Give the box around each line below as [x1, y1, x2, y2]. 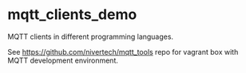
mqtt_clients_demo [7, 6, 137, 24]
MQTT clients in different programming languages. [7, 32, 173, 41]
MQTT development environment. [7, 56, 119, 65]
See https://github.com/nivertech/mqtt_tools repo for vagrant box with [7, 47, 239, 56]
